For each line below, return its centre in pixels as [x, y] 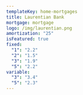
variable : [18, 72]
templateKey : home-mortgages [42, 12]
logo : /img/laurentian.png [39, 28]
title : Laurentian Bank [35, 17]
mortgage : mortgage [30, 22]
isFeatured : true [27, 39]
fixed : [14, 45]
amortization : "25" [30, 34]
